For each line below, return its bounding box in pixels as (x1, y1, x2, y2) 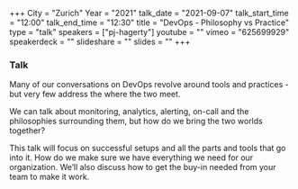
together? (9, 125, 46, 136)
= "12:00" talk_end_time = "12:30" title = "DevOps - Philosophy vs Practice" (9, 17, 290, 28)
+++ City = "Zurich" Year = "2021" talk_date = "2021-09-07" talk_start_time (9, 8, 290, 18)
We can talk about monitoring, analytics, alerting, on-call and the (9, 106, 249, 117)
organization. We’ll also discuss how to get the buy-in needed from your (9, 162, 276, 173)
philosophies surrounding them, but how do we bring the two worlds (9, 116, 263, 127)
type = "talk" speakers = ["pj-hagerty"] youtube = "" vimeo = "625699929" (9, 27, 290, 37)
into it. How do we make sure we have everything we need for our (9, 152, 254, 163)
